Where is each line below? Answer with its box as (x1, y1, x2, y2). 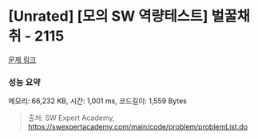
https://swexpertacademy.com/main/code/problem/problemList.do (27, 122, 248, 132)
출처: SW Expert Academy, (27, 113, 115, 123)
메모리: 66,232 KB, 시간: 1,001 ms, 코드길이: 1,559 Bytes (8, 96, 188, 106)
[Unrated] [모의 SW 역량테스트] (8, 7, 208, 25)
